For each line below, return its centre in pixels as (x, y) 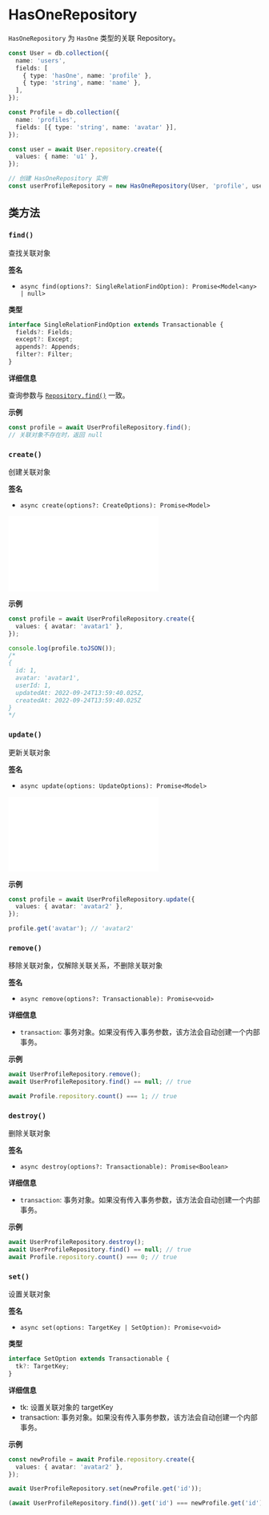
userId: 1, (34, 685)
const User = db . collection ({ (59, 53)
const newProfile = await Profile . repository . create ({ (102, 1459)
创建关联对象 (29, 471)
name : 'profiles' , (46, 119)
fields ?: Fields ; (44, 332)
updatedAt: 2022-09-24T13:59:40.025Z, (80, 693)
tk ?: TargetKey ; (42, 1367)
